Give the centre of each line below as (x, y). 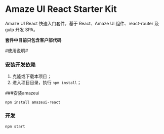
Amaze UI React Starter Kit (61, 9)
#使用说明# (17, 50)
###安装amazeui (22, 93)
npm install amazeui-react (33, 102)
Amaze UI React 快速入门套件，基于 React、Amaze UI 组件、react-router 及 (82, 23)
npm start (15, 126)
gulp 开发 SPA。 (21, 29)
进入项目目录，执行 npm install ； (47, 83)
